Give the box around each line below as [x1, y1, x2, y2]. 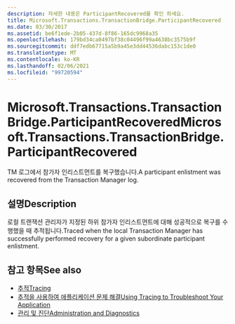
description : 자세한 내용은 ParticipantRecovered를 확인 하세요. [7, 10, 184, 18]
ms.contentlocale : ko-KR [7, 56, 80, 63]
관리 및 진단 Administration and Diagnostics [17, 309, 140, 318]
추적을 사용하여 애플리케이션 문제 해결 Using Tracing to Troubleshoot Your [17, 292, 224, 302]
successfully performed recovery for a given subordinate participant [7, 234, 206, 243]
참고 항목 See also [7, 264, 82, 276]
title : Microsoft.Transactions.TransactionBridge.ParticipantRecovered [7, 17, 221, 24]
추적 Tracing [17, 284, 51, 292]
